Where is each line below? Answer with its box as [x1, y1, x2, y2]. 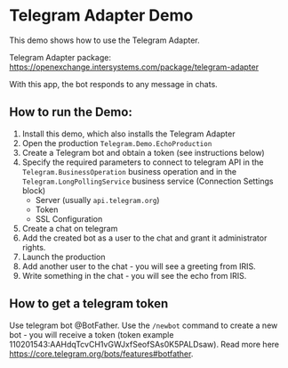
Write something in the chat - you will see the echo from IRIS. [21, 270, 247, 281]
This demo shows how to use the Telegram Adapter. [9, 35, 200, 45]
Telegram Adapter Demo [9, 5, 194, 26]
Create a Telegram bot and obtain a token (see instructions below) [21, 147, 265, 158]
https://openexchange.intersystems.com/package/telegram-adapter [9, 61, 260, 72]
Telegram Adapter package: [9, 52, 111, 62]
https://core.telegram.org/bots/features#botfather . [9, 348, 194, 359]
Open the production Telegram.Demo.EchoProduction [21, 137, 212, 148]
